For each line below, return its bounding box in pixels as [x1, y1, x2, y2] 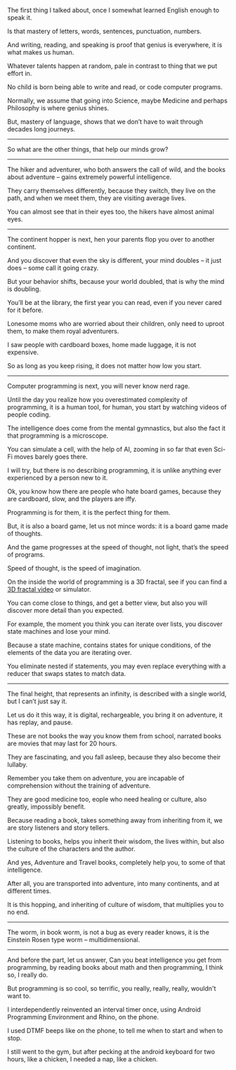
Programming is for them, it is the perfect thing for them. [7, 509, 171, 516]
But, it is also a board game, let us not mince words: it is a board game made [7, 522, 228, 530]
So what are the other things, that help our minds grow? [7, 145, 169, 153]
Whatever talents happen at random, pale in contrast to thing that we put [7, 62, 218, 70]
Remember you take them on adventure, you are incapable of [7, 774, 185, 782]
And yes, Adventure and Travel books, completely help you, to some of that [7, 859, 226, 866]
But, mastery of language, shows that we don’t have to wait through [7, 117, 204, 126]
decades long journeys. [7, 125, 76, 133]
